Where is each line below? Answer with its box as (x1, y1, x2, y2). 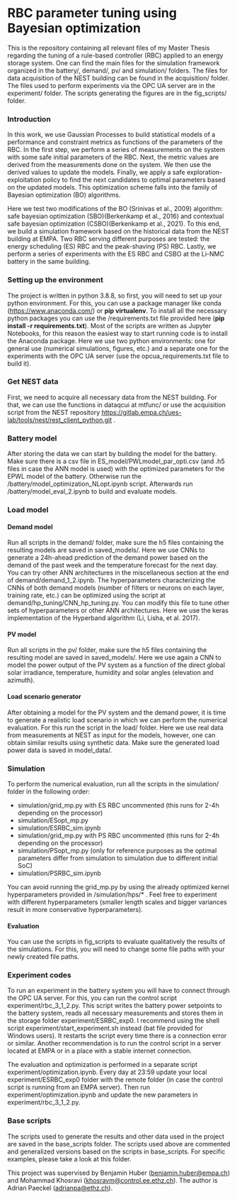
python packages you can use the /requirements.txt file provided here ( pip (7, 314, 225, 322)
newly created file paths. (7, 953, 80, 961)
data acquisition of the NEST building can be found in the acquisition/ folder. (7, 73, 230, 82)
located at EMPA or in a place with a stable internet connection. (7, 1046, 192, 1056)
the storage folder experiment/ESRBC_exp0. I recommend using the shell (7, 1016, 220, 1025)
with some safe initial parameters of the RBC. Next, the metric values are (7, 153, 219, 161)
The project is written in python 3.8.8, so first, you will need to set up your (7, 291, 223, 300)
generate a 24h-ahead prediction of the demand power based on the (7, 553, 209, 562)
